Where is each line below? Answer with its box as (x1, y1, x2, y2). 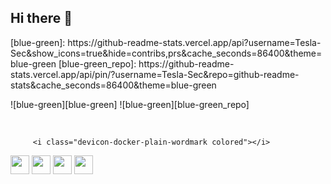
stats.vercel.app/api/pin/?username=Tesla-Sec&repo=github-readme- (10, 68, 300, 80)
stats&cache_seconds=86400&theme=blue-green (10, 79, 217, 91)
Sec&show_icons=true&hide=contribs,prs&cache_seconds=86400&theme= (10, 47, 323, 59)
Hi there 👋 (10, 10, 73, 27)
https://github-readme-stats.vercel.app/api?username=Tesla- (67, 36, 322, 48)
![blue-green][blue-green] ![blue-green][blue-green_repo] (10, 98, 250, 110)
